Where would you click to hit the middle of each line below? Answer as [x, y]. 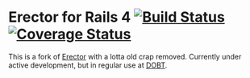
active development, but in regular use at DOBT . [88, 65]
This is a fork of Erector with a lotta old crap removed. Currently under [125, 56]
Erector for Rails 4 [70, 17]
